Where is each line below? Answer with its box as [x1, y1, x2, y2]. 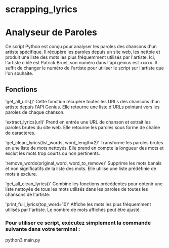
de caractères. [5, 130, 36, 136]
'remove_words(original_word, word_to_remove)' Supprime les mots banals [5, 160, 162, 166]
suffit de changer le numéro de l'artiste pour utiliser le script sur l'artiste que [5, 65, 164, 71]
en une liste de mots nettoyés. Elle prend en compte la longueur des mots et [5, 145, 164, 151]
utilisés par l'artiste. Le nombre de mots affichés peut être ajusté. [5, 206, 141, 213]
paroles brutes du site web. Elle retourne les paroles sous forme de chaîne [5, 124, 160, 130]
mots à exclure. [5, 171, 37, 177]
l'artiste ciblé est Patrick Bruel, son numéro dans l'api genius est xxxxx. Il [5, 60, 157, 66]
